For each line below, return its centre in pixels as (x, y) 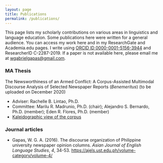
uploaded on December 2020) (35, 92)
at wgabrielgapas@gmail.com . (36, 58)
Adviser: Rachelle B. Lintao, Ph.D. (45, 101)
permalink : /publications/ (32, 18)
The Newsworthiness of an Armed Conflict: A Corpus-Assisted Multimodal (80, 81)
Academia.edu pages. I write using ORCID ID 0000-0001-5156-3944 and (78, 48)
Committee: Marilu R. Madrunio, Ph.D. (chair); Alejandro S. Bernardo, (81, 106)
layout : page (18, 9)
